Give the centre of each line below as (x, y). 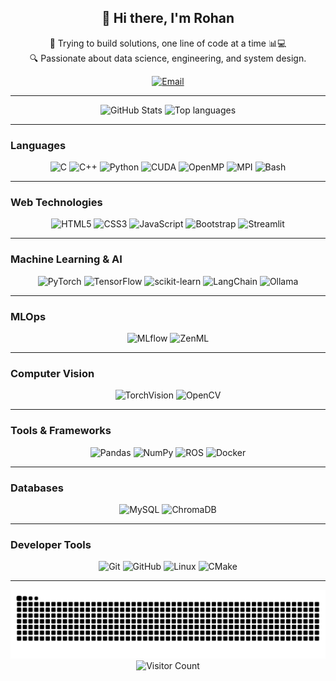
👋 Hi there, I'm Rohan (168, 18)
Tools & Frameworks (61, 431)
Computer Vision (52, 373)
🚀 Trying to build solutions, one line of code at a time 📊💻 (168, 43)
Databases (37, 488)
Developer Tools (51, 544)
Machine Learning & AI (66, 259)
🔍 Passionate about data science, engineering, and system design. (168, 58)
